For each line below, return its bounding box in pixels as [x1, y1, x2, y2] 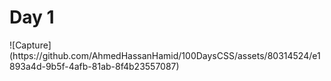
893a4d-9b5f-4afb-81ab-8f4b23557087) [9, 60, 180, 72]
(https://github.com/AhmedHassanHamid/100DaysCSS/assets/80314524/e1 [9, 49, 321, 61]
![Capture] [9, 39, 52, 51]
